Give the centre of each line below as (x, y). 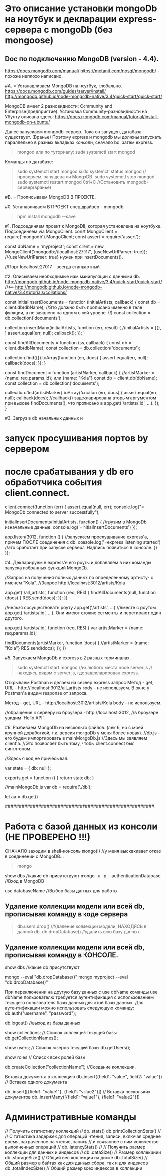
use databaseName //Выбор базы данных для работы (61, 891)
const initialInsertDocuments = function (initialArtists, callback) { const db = (83, 302)
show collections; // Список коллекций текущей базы (61, 1032)
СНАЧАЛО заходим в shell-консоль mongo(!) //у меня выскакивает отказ (83, 851)
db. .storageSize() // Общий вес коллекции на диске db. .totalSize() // (76, 1157)
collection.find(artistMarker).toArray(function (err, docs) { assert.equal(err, (81, 393)
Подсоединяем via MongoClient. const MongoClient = (61, 231)
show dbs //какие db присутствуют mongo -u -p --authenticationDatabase (83, 876)
